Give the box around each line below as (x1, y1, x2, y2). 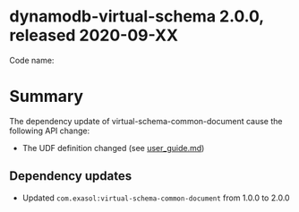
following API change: (9, 125, 90, 136)
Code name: (9, 55, 55, 65)
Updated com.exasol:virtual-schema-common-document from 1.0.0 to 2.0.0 (21, 192, 290, 203)
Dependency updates (9, 168, 132, 184)
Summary (9, 87, 83, 106)
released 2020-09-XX (9, 25, 179, 46)
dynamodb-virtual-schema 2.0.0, (9, 6, 264, 27)
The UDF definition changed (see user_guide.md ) (21, 142, 205, 153)
